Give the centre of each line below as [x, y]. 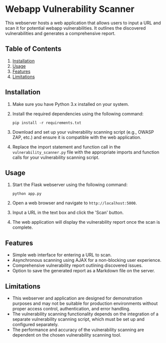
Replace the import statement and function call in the [66, 147]
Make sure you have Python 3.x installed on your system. [71, 104]
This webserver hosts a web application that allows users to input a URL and [83, 23]
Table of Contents [33, 49]
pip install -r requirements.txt [47, 123]
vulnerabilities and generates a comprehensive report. [60, 33]
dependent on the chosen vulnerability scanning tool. [67, 335]
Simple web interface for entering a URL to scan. [62, 255]
